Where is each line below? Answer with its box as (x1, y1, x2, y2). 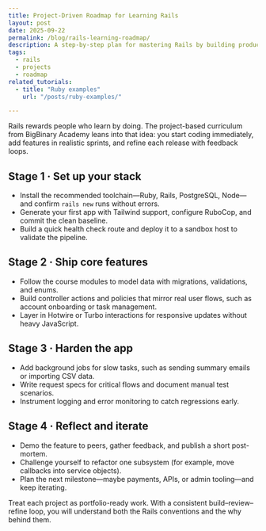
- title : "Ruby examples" (15, 85, 101, 94)
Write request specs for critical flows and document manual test (19, 380, 230, 389)
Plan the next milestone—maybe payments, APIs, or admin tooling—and (19, 474, 255, 483)
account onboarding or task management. (19, 302, 157, 311)
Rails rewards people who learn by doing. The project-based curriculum (8, 121, 243, 131)
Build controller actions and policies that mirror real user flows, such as (19, 293, 252, 303)
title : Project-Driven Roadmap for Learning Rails (8, 11, 179, 20)
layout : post (8, 19, 51, 27)
